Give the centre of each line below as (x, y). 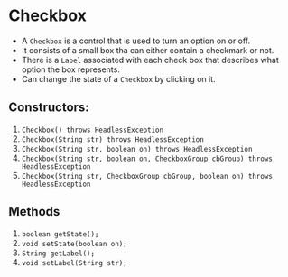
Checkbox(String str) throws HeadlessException (112, 139)
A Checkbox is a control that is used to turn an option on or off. (136, 41)
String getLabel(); (58, 254)
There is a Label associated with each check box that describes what (150, 60)
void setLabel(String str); (74, 263)
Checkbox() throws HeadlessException (93, 130)
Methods (34, 212)
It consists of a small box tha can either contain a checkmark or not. (148, 50)
